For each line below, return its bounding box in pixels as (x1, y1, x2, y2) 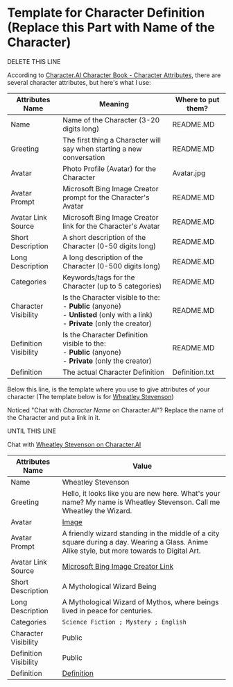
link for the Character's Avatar (62, 221, 161, 231)
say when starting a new (62, 144, 142, 154)
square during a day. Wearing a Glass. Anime (62, 537, 209, 547)
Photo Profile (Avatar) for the (62, 163, 157, 173)
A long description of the (62, 252, 144, 262)
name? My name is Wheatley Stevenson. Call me (62, 497, 221, 507)
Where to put (175, 95, 220, 104)
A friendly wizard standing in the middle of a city (62, 528, 220, 538)
